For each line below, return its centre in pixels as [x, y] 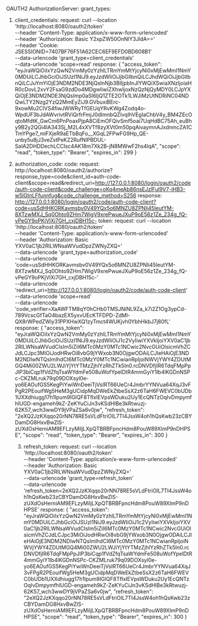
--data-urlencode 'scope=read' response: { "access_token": [88, 64]
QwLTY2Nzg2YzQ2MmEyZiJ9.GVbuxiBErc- [68, 102]
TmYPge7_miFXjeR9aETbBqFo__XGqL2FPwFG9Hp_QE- [82, 134]
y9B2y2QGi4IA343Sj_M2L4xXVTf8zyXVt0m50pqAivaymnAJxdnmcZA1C [103, 127]
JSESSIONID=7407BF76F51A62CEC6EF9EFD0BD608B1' [83, 52]
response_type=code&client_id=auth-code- [68, 177]
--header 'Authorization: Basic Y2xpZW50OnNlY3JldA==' [85, 39]
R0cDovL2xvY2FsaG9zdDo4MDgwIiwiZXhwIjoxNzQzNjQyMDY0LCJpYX [103, 89]
